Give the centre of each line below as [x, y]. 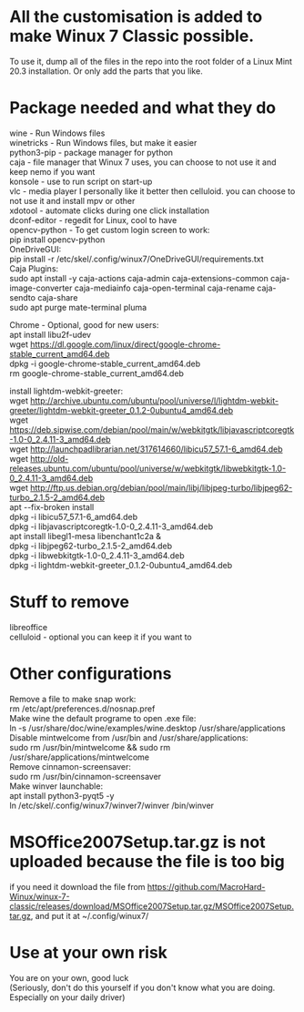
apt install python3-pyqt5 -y [62, 795]
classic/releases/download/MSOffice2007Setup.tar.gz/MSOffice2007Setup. [152, 906]
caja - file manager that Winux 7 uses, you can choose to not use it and [143, 162]
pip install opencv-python [57, 240]
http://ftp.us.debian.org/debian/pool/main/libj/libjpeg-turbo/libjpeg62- [162, 487]
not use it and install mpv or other [72, 200]
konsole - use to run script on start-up [81, 181]
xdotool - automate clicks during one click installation [110, 210]
